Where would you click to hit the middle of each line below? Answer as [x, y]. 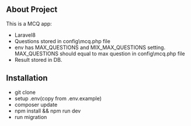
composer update [36, 104]
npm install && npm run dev [48, 111]
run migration [31, 117]
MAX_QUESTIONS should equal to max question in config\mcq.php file [100, 53]
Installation [27, 78]
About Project [32, 10]
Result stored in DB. [38, 60]
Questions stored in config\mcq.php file [62, 41]
